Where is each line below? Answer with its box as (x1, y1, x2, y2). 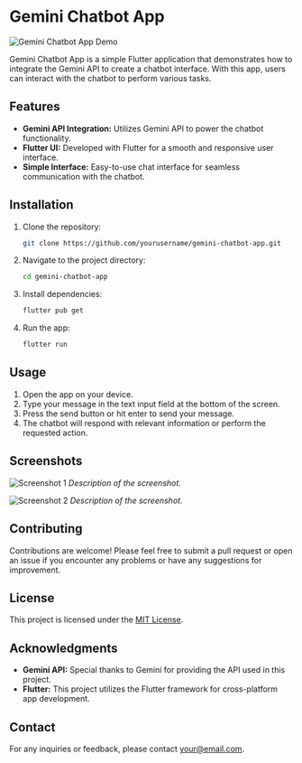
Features (9, 99, 60, 115)
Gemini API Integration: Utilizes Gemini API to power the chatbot (22, 123, 264, 134)
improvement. (9, 564, 61, 575)
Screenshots (9, 453, 83, 469)
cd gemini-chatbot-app (22, 273, 108, 282)
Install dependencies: (22, 289, 103, 300)
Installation (9, 197, 74, 213)
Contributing (9, 521, 83, 536)
